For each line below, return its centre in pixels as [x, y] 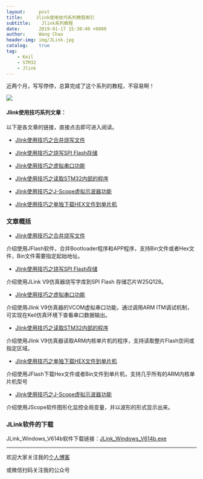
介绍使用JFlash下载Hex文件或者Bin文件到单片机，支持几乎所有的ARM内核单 [101, 374]
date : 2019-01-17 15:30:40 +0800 [56, 29]
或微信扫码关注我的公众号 [38, 470]
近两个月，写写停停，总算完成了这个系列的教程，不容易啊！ [80, 86]
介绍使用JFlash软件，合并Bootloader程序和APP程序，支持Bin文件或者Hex [98, 248]
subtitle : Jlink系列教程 [40, 23]
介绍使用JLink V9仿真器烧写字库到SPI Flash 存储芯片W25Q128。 [87, 281]
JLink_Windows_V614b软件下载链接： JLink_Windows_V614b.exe [87, 438]
